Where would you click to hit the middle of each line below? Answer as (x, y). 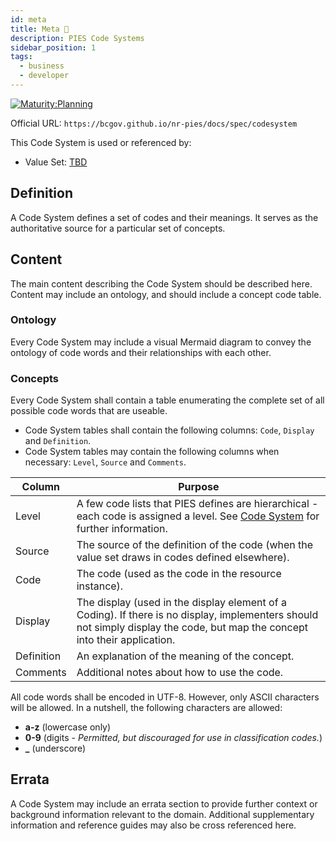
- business (42, 66)
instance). (100, 586)
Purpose (199, 487)
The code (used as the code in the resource (179, 574)
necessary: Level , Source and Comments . (105, 462)
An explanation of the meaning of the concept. (185, 656)
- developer (44, 76)
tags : (21, 57)
